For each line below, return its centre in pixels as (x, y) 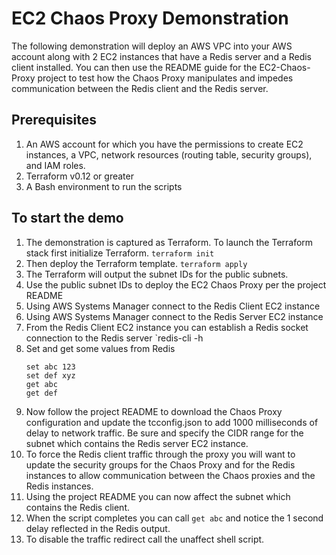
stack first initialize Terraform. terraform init (120, 253)
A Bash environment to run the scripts (104, 186)
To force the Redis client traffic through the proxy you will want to (160, 454)
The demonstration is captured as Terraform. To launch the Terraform (169, 242)
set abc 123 (50, 367)
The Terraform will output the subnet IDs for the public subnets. (157, 274)
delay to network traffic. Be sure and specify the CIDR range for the (164, 433)
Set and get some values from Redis (100, 348)
